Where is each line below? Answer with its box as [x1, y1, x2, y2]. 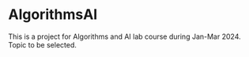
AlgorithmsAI [8, 6, 98, 24]
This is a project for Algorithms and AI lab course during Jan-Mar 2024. [8, 32, 241, 41]
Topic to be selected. [8, 40, 77, 49]
